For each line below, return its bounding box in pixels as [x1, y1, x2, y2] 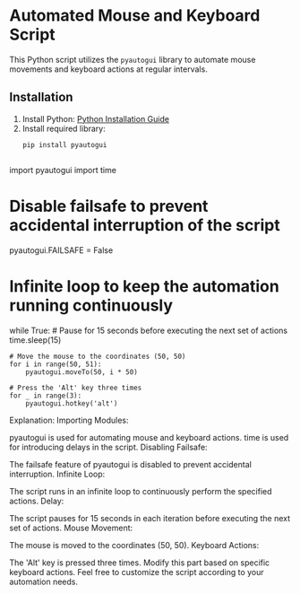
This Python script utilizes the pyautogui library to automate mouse [9, 54, 256, 65]
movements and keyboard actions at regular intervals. [9, 64, 208, 74]
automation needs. [9, 576, 79, 587]
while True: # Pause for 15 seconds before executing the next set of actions [9, 325, 288, 336]
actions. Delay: [9, 495, 64, 506]
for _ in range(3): [9, 391, 82, 400]
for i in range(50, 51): [9, 360, 102, 369]
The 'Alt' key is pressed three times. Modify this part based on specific [9, 557, 270, 568]
